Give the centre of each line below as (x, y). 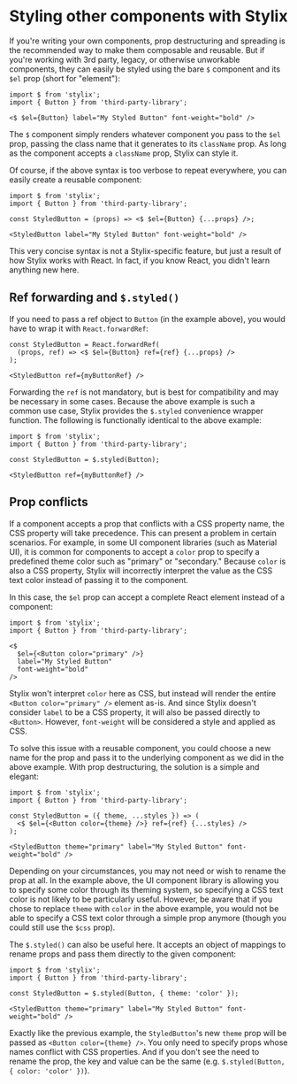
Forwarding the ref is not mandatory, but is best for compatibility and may (144, 392)
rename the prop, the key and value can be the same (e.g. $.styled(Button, (147, 1061)
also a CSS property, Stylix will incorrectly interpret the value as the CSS (141, 570)
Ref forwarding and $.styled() (95, 298)
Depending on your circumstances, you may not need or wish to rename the (148, 871)
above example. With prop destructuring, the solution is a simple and (134, 766)
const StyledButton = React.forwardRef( (85, 344)
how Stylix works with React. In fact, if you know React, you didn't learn (140, 260)
